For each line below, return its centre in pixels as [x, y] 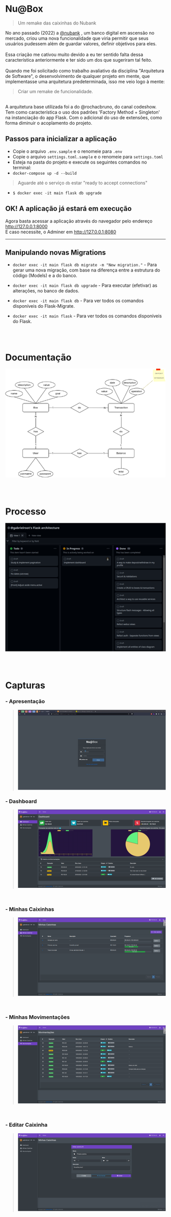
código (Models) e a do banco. [45, 276]
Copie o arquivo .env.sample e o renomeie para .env [67, 151]
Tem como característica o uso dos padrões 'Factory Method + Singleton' [83, 112]
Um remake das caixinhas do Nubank [57, 23]
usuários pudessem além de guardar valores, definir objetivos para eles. [81, 43]
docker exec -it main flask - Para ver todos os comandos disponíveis [87, 316]
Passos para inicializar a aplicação [61, 139]
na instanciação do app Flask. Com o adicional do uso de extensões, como [84, 117]
